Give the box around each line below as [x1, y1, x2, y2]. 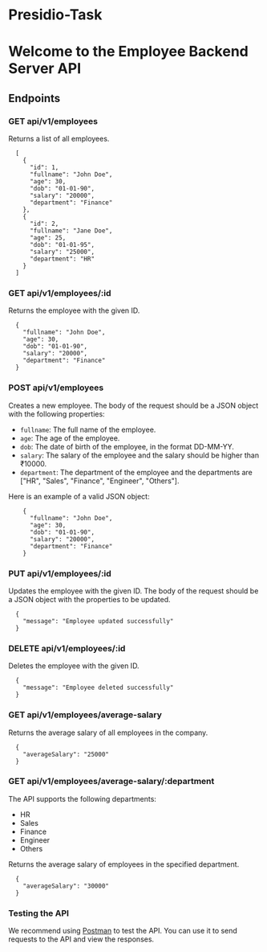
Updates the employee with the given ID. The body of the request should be [8, 585, 259, 596]
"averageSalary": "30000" [22, 882, 110, 890]
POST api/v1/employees [8, 382, 104, 393]
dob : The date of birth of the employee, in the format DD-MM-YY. [19, 441, 234, 451]
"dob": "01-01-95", [29, 241, 95, 249]
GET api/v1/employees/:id [8, 287, 111, 298]
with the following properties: [8, 408, 106, 419]
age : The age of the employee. [19, 433, 120, 443]
